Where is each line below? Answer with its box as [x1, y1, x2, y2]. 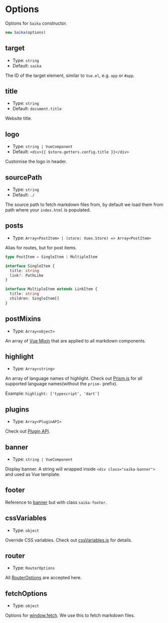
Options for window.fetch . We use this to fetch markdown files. [5, 612, 135, 618]
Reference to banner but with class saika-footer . [5, 499, 107, 505]
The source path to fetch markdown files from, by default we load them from [5, 201, 163, 207]
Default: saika [12, 62, 42, 68]
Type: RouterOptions [12, 565, 55, 571]
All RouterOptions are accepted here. [5, 575, 82, 581]
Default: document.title [12, 106, 62, 112]
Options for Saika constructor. [5, 20, 67, 26]
